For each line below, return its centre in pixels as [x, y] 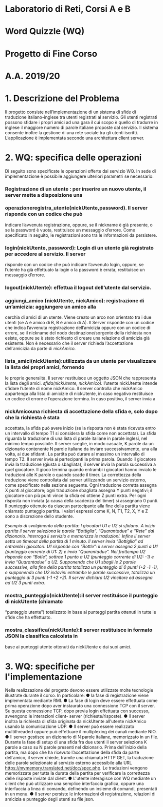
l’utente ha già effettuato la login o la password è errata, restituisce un [75, 270]
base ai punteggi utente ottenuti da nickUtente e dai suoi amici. [68, 647]
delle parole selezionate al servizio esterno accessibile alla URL [69, 763]
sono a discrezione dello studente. [40, 516]
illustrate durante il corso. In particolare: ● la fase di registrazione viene [77, 695]
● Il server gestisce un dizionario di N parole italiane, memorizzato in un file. [82, 737]
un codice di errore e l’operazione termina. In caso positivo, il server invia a [80, 398]
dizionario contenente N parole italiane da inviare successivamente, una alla [81, 449]
